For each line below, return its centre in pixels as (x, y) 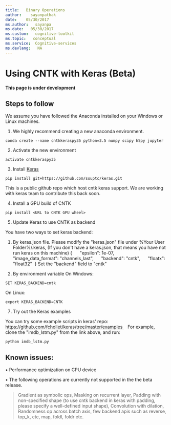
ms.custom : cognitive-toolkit (40, 34)
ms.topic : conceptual (31, 39)
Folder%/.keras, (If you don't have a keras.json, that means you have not (89, 248)
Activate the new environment (44, 150)
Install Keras (26, 169)
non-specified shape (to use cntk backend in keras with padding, (87, 400)
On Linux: (15, 293)
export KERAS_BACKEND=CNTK (34, 302)
